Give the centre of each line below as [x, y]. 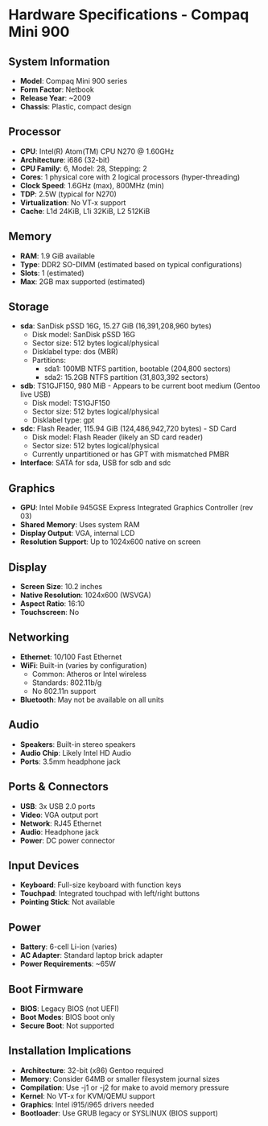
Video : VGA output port [59, 815]
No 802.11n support [64, 691]
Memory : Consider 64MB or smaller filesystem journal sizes [120, 1079]
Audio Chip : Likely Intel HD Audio [75, 753]
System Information [59, 62]
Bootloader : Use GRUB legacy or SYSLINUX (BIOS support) [119, 1113]
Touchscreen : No [49, 612]
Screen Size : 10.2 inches [61, 587]
